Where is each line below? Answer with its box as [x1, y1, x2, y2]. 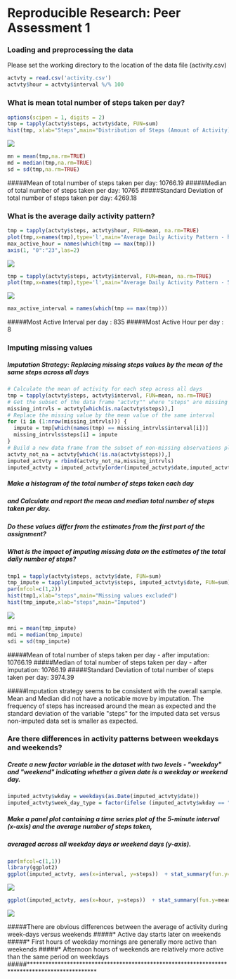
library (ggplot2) [7, 864, 58, 871]
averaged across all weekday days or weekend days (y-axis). [7, 840, 192, 849]
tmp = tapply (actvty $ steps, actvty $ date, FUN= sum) [7, 120, 159, 127]
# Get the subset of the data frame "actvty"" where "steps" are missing [7, 398, 228, 405]
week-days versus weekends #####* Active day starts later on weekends [7, 930, 221, 939]
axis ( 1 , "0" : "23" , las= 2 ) [7, 246, 80, 254]
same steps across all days [7, 367, 89, 376]
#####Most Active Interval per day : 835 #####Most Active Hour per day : [7, 318, 224, 327]
